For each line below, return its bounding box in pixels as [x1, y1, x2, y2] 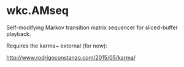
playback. [6, 30, 31, 37]
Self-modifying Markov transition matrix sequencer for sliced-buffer [6, 24, 178, 31]
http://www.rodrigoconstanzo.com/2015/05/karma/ [6, 54, 136, 61]
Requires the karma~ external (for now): [6, 42, 107, 49]
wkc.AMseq [6, 4, 69, 18]
